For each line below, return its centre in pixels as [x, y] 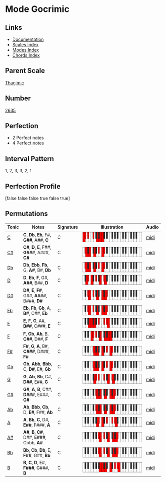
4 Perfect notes [28, 143]
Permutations [26, 214]
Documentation [28, 39]
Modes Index [25, 50]
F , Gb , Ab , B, [36, 334]
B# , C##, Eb [35, 313]
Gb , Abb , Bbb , [38, 364]
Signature [68, 227]
